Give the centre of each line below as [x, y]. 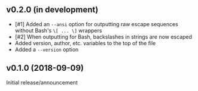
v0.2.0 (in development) [52, 10]
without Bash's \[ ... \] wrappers [58, 30]
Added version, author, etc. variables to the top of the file [85, 43]
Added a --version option [47, 49]
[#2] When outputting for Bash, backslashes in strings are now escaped [103, 37]
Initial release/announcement [42, 82]
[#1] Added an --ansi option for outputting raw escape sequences [96, 24]
